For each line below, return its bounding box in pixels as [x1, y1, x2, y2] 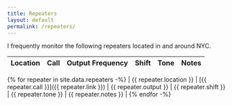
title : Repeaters [7, 10, 57, 17]
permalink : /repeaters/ [7, 23, 76, 30]
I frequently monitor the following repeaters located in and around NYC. [7, 42, 211, 50]
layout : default [7, 17, 54, 23]
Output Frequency [66, 58, 128, 68]
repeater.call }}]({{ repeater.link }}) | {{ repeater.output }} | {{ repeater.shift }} [7, 83, 226, 91]
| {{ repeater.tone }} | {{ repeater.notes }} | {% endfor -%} [7, 90, 172, 99]
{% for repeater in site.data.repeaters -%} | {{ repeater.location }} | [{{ [7, 75, 207, 84]
